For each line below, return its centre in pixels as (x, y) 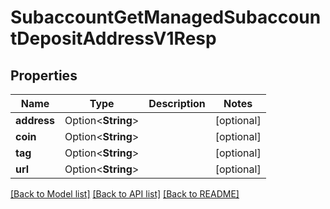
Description (177, 103)
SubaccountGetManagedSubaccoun (166, 17)
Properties (44, 75)
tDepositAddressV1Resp (113, 38)
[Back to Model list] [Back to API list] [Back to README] (125, 194)
